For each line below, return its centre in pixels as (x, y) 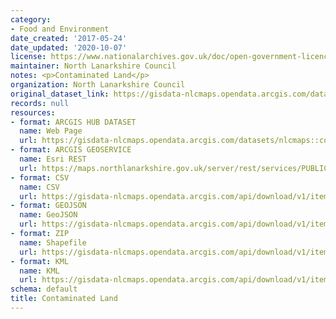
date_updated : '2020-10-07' (69, 47)
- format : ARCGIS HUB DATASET (73, 122)
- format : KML (40, 261)
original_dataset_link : (60, 94)
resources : (33, 112)
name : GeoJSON (48, 215)
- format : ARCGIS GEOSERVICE (71, 150)
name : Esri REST (53, 159)
